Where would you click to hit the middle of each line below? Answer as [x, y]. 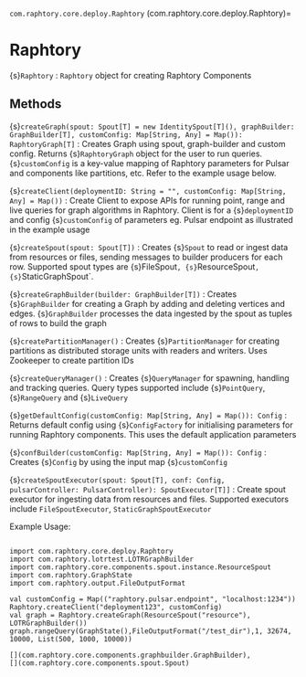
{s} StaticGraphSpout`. [52, 276]
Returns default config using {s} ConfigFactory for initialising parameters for [152, 425]
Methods [36, 104]
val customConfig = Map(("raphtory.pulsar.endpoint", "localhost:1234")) [153, 599]
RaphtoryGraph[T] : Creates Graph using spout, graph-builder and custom [148, 143]
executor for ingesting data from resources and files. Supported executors [149, 499]
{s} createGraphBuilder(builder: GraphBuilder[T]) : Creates [123, 294]
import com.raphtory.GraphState [71, 575]
